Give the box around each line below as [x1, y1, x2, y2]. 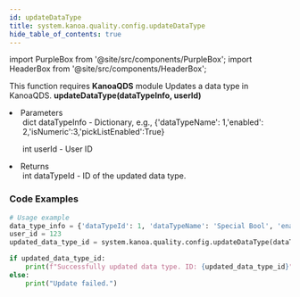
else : [9, 270, 29, 279]
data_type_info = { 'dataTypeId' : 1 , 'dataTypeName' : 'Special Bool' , [9, 221, 274, 230]
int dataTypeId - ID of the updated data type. [21, 170, 187, 181]
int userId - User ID [21, 144, 93, 154]
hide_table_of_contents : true [9, 29, 122, 38]
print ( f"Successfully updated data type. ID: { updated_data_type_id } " [25, 262, 294, 272]
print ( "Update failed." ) [25, 278, 118, 288]
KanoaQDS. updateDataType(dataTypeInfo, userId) [9, 90, 202, 101]
